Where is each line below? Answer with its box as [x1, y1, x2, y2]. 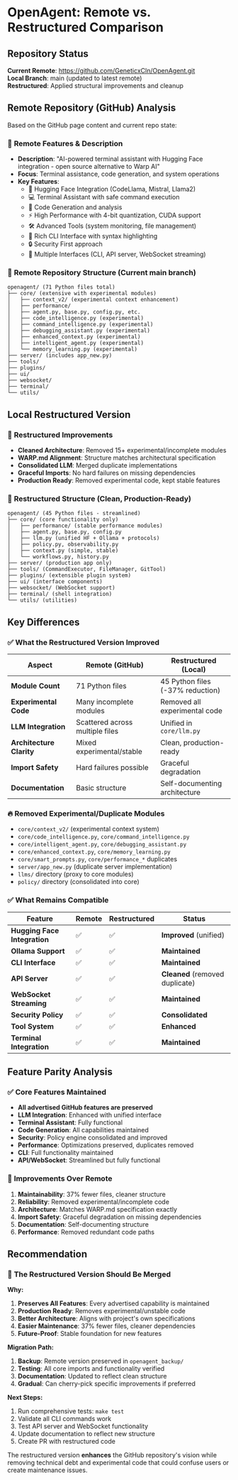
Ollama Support [11, 946, 65, 956]
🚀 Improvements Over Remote [7, 1173, 113, 1183]
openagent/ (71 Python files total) [7, 284, 115, 291]
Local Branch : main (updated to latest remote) [7, 74, 142, 82]
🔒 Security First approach [28, 240, 103, 248]
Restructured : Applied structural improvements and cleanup [7, 82, 184, 89]
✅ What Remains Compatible [7, 895, 109, 905]
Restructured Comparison [7, 19, 164, 35]
